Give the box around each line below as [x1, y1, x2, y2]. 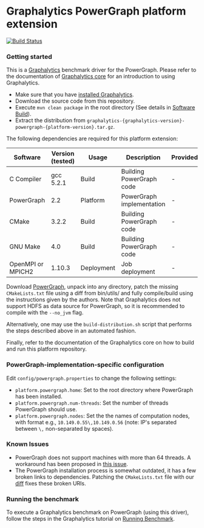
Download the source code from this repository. [15, 97, 135, 105]
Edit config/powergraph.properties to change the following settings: [6, 374, 177, 382]
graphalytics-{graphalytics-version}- [87, 118, 185, 124]
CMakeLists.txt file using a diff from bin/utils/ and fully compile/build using [6, 290, 193, 297]
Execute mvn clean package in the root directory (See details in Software [15, 104, 195, 111]
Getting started [6, 52, 53, 61]
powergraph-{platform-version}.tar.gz [15, 125, 114, 131]
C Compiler [9, 175, 42, 183]
